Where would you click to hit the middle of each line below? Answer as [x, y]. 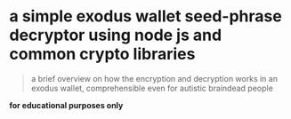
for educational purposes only [66, 105]
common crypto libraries [102, 54]
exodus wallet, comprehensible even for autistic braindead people [152, 88]
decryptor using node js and [116, 35]
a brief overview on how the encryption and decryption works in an [154, 78]
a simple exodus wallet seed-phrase [145, 16]
